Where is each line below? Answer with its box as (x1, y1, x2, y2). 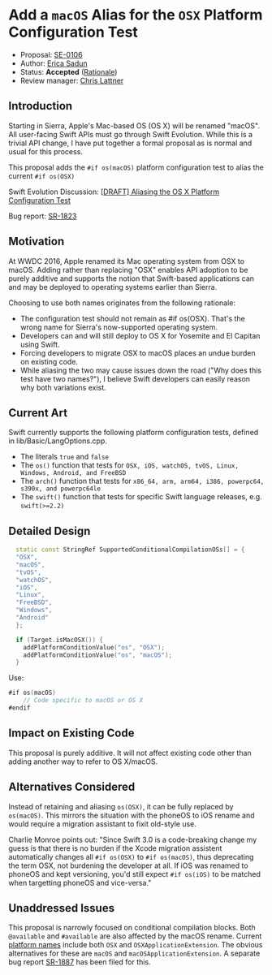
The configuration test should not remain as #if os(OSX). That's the (19, 313, 245, 323)
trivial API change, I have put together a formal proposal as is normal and (8, 138, 253, 148)
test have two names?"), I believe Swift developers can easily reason (19, 373, 250, 383)
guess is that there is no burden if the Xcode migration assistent (8, 843, 222, 853)
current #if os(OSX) (8, 170, 76, 180)
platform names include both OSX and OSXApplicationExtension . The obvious (8, 940, 263, 950)
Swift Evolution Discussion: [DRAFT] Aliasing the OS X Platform (8, 187, 220, 196)
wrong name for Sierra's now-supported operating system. (19, 322, 218, 332)
